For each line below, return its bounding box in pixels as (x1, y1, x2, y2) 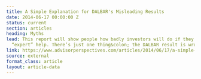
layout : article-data (6, 64, 60, 70)
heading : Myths (6, 31, 44, 37)
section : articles (6, 25, 52, 31)
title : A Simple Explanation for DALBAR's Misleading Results (6, 8, 165, 15)
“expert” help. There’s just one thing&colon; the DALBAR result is (11, 42, 186, 48)
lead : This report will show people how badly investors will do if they (6, 36, 194, 42)
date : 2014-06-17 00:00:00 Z (6, 14, 79, 20)
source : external (6, 53, 50, 59)
